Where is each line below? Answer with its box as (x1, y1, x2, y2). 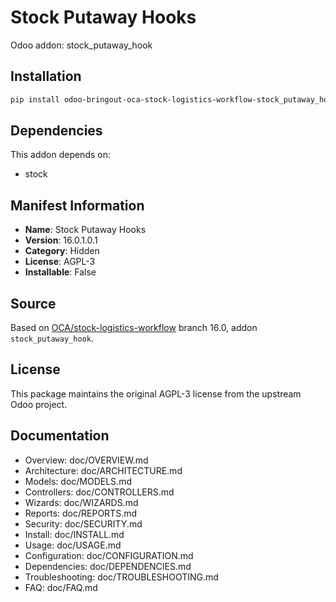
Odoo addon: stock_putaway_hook (10, 39, 153, 51)
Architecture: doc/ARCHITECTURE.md (24, 464, 183, 476)
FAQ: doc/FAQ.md (24, 581, 98, 593)
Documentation (10, 427, 110, 445)
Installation (10, 68, 82, 85)
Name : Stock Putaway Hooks (24, 224, 147, 236)
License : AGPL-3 (24, 256, 96, 268)
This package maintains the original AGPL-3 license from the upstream (10, 387, 302, 400)
